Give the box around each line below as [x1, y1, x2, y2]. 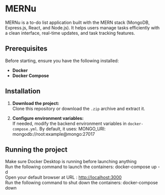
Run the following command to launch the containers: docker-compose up [5, 164, 157, 170]
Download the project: [12, 100, 59, 106]
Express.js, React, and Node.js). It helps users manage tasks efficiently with [5, 24, 160, 30]
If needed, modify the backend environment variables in [12, 120, 127, 126]
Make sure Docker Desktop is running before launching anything [5, 159, 137, 165]
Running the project [5, 145, 68, 154]
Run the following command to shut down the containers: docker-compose [5, 180, 158, 186]
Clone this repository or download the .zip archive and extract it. [12, 105, 145, 111]
